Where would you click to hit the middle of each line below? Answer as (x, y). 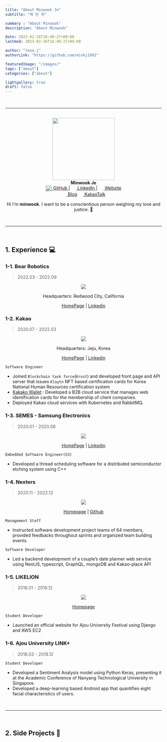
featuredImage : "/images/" (33, 64)
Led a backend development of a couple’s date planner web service (82, 559)
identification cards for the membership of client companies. (74, 398)
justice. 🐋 (83, 210)
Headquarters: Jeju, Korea (83, 348)
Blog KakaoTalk (87, 194)
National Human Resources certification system (61, 387)
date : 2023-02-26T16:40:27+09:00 (40, 37)
